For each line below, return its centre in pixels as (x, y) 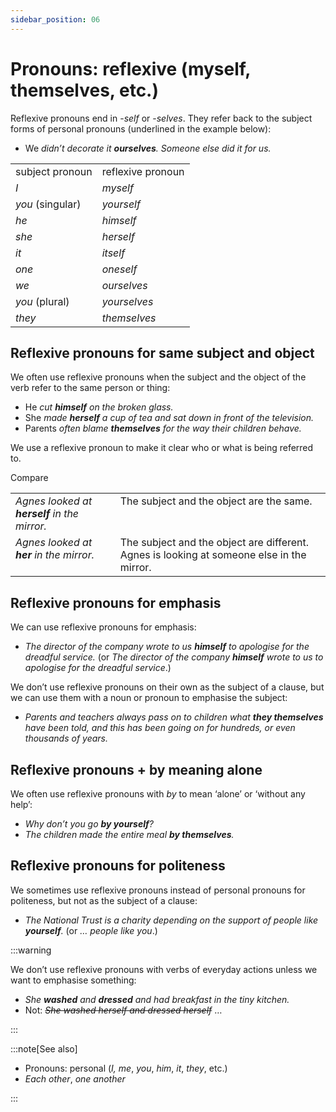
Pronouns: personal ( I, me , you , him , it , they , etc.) (126, 1068)
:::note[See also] (44, 1048)
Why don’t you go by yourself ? (89, 824)
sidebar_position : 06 (55, 19)
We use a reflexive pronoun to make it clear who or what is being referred (162, 448)
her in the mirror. (55, 555)
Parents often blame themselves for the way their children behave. (163, 428)
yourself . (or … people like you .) (91, 930)
